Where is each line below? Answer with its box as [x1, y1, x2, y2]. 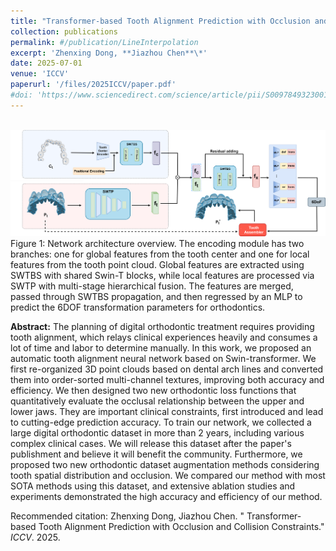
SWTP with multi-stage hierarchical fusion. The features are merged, [10, 280, 294, 292]
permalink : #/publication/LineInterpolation [10, 37, 199, 47]
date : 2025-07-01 [10, 58, 83, 69]
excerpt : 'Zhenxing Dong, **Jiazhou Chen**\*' [10, 48, 208, 58]
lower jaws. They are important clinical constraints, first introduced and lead [10, 405, 324, 417]
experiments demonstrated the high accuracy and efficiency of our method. [10, 490, 323, 502]
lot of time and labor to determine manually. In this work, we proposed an [10, 341, 312, 354]
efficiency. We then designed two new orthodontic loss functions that [10, 384, 297, 396]
